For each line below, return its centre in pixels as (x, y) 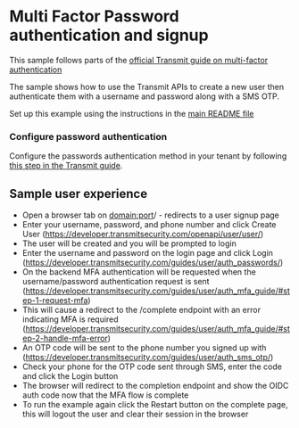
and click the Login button (70, 376)
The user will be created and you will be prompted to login (129, 243)
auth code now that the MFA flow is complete (105, 395)
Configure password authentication (88, 136)
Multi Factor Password (95, 16)
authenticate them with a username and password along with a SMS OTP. (144, 96)
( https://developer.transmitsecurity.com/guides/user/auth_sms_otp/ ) (148, 358)
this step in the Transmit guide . (66, 166)
